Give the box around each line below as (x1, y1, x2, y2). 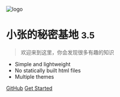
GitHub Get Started (6, 85, 53, 92)
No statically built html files (14, 67, 81, 74)
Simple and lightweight (14, 60, 71, 67)
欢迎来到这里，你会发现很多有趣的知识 (20, 48, 114, 56)
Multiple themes (14, 73, 54, 80)
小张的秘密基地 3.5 (6, 28, 95, 41)
